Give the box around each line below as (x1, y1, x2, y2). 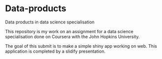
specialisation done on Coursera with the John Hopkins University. (5, 34, 140, 39)
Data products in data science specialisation (5, 19, 95, 25)
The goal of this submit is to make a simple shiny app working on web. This (5, 43, 157, 49)
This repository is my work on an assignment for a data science (5, 28, 134, 34)
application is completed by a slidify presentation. (5, 48, 106, 54)
